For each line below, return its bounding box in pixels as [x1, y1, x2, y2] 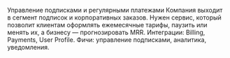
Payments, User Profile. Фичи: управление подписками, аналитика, [7, 36, 207, 44]
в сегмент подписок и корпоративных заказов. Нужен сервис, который [7, 13, 222, 22]
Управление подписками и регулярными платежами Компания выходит [7, 6, 223, 14]
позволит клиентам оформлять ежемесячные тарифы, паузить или [7, 21, 208, 29]
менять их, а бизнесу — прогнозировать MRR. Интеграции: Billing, [7, 28, 206, 36]
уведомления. [7, 43, 50, 51]
